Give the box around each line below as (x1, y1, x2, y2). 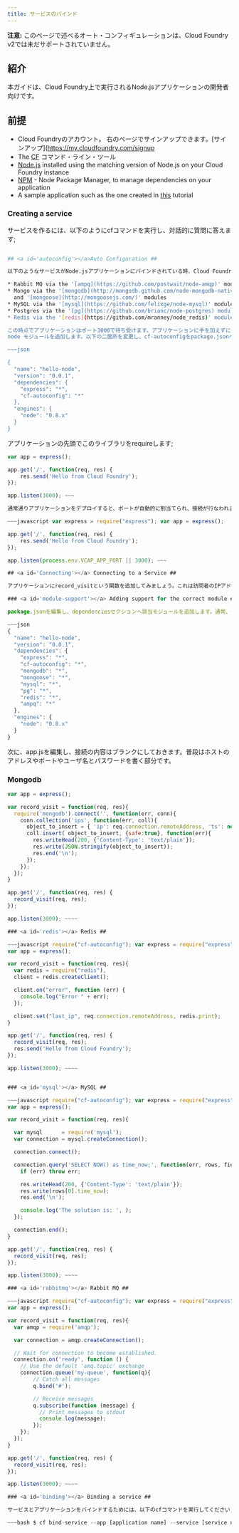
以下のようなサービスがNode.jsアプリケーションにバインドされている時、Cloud (7, 268, 210, 275)
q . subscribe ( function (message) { (33, 1402, 135, 1409)
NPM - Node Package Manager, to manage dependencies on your (17, 176, 212, 184)
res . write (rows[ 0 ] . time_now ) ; (20, 1187, 110, 1195)
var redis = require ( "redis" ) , (14, 967, 107, 974)
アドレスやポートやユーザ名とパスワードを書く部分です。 (7, 756, 176, 765)
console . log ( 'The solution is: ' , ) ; (20, 1207, 132, 1214)
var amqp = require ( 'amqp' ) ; (14, 1324, 100, 1331)
